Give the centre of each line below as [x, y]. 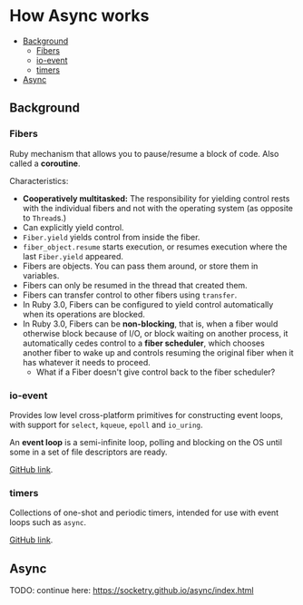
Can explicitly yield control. [73, 227]
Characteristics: [39, 181]
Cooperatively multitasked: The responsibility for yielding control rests [156, 198]
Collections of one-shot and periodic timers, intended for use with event [144, 512]
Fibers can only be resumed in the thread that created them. [135, 285]
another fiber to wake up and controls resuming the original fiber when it [158, 352]
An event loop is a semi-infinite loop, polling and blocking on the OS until [146, 442]
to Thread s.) [44, 218]
